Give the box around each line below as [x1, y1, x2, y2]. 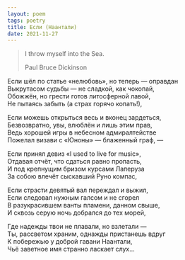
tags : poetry [7, 17, 46, 24]
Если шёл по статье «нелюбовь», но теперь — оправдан [7, 77, 179, 86]
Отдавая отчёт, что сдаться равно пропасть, [7, 157, 143, 166]
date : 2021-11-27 [7, 30, 59, 38]
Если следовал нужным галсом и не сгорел [7, 193, 140, 202]
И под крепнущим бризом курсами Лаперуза [7, 164, 145, 174]
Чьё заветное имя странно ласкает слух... [7, 245, 136, 254]
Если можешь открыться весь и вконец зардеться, [7, 113, 162, 122]
